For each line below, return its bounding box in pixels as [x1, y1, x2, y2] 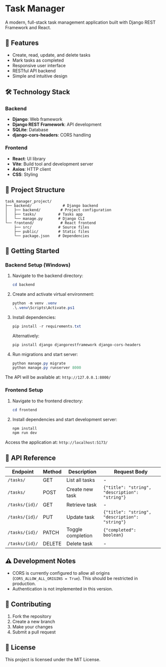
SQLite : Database [12, 127, 48, 133]
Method [42, 469, 62, 475]
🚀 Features [5, 39, 39, 47]
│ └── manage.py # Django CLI [5, 216, 85, 221]
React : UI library [12, 156, 46, 161]
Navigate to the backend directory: [12, 273, 83, 279]
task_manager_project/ [5, 198, 52, 204]
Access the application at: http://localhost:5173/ [5, 439, 108, 445]
